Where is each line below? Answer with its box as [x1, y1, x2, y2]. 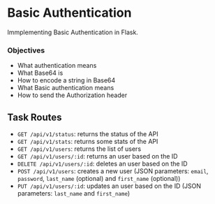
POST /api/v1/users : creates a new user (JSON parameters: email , [17, 167, 209, 175]
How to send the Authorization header [17, 91, 128, 99]
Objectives [7, 45, 45, 55]
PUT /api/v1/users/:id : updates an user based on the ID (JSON [17, 182, 201, 190]
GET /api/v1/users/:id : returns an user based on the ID [17, 152, 178, 161]
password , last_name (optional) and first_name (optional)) [17, 175, 181, 183]
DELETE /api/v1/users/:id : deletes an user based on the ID [17, 159, 188, 168]
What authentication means [17, 61, 97, 70]
